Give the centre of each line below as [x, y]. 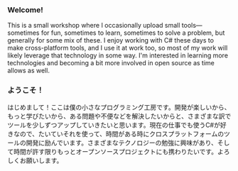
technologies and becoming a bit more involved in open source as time [111, 63]
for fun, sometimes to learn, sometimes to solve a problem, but [133, 33]
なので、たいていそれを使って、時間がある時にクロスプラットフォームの [119, 133]
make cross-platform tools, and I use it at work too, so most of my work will [118, 48]
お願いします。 [41, 160]
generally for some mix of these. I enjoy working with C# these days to [111, 40]
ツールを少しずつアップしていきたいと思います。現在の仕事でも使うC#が [114, 125]
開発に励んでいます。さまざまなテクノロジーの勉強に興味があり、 [122, 143]
